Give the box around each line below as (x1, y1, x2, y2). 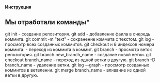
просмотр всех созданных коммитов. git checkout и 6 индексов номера (5, 41, 155, 47)
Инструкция (5, 4, 32, 10)
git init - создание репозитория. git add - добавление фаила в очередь (5, 31, 151, 37)
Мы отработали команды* (5, 18, 90, 26)
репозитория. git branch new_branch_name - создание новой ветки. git (5, 51, 151, 57)
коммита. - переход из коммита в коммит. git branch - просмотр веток (5, 46, 152, 52)
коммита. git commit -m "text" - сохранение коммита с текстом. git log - (5, 36, 154, 42)
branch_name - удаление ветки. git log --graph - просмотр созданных (5, 62, 149, 67)
